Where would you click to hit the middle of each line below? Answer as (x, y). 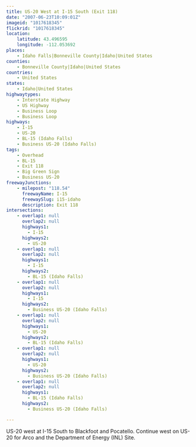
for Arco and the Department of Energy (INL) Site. (75, 438)
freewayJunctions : (29, 183)
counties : (18, 61)
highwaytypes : (24, 94)
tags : (13, 150)
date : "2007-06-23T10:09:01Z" (44, 17)
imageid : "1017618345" (34, 23)
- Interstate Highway (43, 100)
